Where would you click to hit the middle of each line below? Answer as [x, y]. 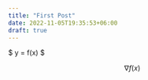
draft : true [28, 30]
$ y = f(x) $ [26, 53]
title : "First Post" [42, 15]
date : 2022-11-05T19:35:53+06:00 [63, 23]
